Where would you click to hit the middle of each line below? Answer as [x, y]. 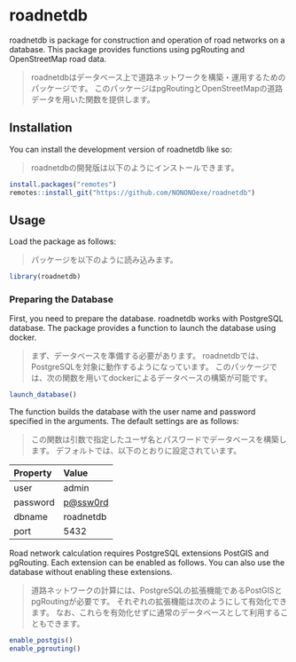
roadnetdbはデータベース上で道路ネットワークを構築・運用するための [158, 77]
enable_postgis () [41, 641]
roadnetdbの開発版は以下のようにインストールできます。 [135, 167]
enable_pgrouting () [45, 649]
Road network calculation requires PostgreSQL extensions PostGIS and [139, 553]
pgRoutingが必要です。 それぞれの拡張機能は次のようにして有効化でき [159, 602]
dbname [31, 517]
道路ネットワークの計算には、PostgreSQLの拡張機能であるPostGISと [156, 590]
